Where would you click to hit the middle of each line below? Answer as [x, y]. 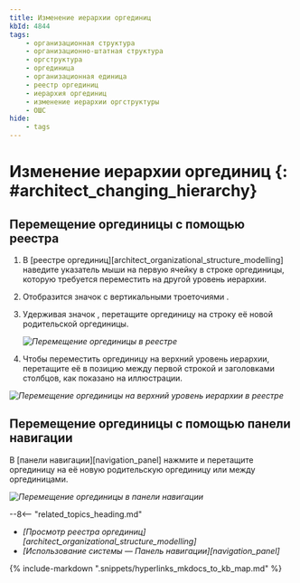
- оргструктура [54, 60]
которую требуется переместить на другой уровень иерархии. [144, 279]
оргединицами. [39, 479]
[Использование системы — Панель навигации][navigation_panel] [151, 550]
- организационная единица [76, 77]
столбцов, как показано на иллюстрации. [103, 378]
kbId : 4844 [30, 26]
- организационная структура [80, 43]
